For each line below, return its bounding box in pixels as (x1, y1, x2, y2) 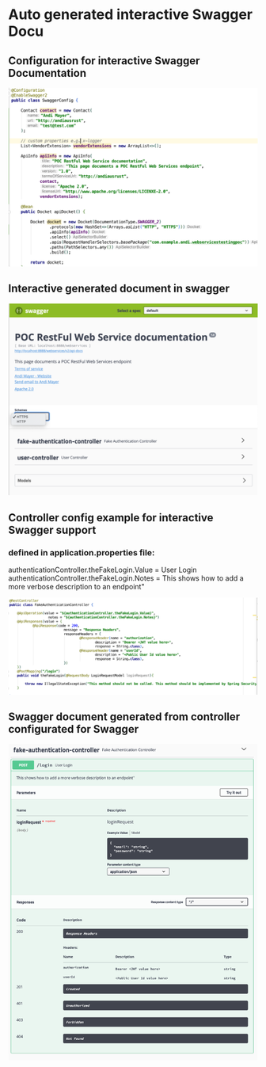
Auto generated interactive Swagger (8, 6, 253, 24)
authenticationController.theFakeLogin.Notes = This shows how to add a (8, 574, 244, 583)
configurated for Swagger (8, 722, 139, 736)
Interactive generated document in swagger (8, 282, 230, 295)
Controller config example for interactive (8, 511, 214, 524)
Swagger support (8, 523, 97, 536)
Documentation (8, 66, 87, 80)
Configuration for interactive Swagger (8, 54, 200, 67)
